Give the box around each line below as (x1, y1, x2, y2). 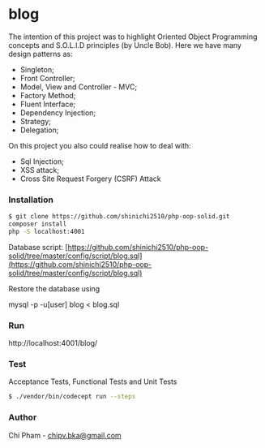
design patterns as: (8, 49, 73, 58)
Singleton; (19, 64, 54, 74)
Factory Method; (19, 90, 76, 100)
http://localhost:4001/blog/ (8, 338, 98, 348)
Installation (8, 194, 54, 205)
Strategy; (19, 116, 51, 126)
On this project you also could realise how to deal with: (8, 140, 192, 150)
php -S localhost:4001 (8, 227, 85, 235)
